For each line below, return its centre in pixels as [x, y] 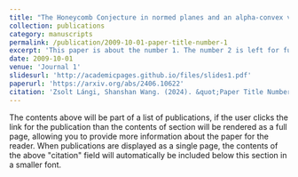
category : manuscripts [51, 34]
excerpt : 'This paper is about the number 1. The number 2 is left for [144, 51]
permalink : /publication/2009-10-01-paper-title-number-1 [118, 42]
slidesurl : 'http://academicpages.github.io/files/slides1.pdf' [130, 76]
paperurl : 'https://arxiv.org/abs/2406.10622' [97, 84]
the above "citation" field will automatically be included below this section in [148, 155]
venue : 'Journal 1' [45, 68]
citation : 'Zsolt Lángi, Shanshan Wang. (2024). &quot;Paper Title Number [150, 92]
